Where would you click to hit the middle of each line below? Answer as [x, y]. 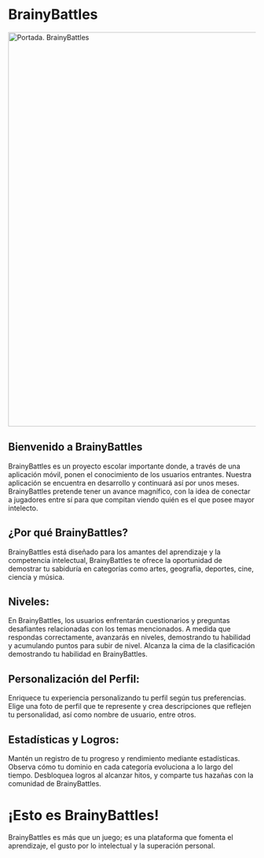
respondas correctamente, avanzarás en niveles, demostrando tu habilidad [130, 637]
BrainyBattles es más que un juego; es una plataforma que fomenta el [121, 837]
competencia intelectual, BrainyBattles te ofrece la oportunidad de [115, 560]
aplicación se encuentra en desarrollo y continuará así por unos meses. [124, 483]
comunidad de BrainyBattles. [55, 783]
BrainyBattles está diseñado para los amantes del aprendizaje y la [115, 552]
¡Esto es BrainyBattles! [84, 816]
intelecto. [23, 508]
